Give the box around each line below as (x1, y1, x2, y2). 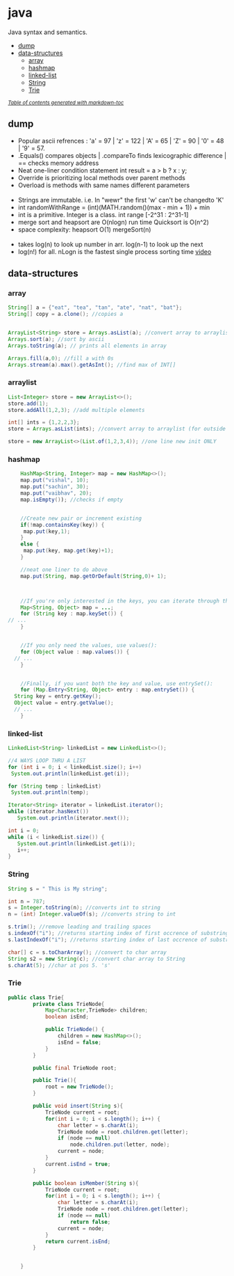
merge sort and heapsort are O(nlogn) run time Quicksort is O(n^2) (17, 218, 209, 226)
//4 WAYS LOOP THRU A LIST (8, 757, 86, 764)
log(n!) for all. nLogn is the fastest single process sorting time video (17, 247, 212, 255)
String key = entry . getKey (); (14, 693, 101, 700)
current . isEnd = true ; (44, 1161, 111, 1167)
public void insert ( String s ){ (33, 1103, 124, 1110)
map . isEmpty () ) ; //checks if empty (20, 496, 124, 503)
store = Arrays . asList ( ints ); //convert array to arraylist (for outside (8, 426, 226, 433)
